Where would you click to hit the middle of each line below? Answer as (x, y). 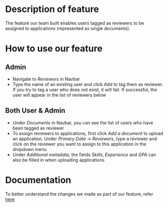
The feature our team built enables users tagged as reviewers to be (75, 23)
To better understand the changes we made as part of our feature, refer (79, 194)
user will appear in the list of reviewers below (59, 95)
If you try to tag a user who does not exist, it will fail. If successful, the (85, 89)
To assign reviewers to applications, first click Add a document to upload (88, 133)
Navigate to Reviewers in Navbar (46, 79)
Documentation (38, 180)
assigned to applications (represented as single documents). (68, 28)
